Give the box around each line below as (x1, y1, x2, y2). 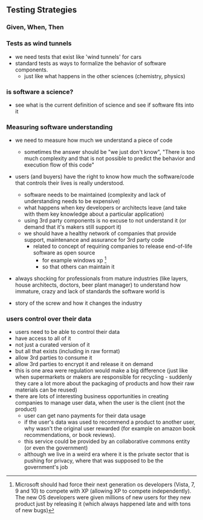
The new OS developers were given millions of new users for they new (14, 494, 192, 501)
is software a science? (6, 87, 74, 96)
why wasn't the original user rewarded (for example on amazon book (24, 425, 196, 432)
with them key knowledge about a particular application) (24, 210, 164, 218)
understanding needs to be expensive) (24, 198, 121, 205)
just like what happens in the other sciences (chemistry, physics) (24, 72, 185, 79)
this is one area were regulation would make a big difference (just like (14, 367, 188, 375)
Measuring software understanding (6, 122, 113, 131)
